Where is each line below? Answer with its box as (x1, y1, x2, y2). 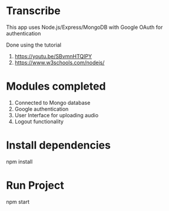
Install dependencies (6, 139, 111, 152)
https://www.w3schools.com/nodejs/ (14, 59, 105, 66)
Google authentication (14, 105, 69, 113)
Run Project (6, 179, 64, 192)
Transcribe (6, 4, 61, 18)
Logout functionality (14, 118, 64, 125)
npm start (6, 198, 30, 205)
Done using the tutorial (6, 41, 62, 48)
